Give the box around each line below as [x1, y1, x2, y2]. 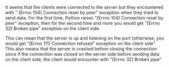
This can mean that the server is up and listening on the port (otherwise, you [5, 35, 164, 41]
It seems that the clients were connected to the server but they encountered [5, 4, 164, 10]
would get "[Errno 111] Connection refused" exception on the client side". [5, 40, 156, 46]
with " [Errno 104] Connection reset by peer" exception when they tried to [5, 9, 159, 15]
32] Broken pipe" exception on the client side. [5, 25, 100, 31]
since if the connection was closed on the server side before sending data [5, 51, 160, 57]
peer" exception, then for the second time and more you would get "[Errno [5, 20, 160, 26]
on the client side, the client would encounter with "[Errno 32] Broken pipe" [5, 56, 162, 62]
